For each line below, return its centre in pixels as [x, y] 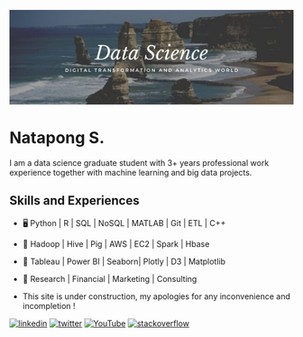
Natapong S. [57, 138]
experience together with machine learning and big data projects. [131, 172]
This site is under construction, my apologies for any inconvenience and [156, 296]
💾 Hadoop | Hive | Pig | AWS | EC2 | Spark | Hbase [116, 243]
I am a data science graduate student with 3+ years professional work [139, 162]
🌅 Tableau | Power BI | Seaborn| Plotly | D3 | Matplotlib [124, 261]
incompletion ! [49, 305]
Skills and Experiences [74, 200]
